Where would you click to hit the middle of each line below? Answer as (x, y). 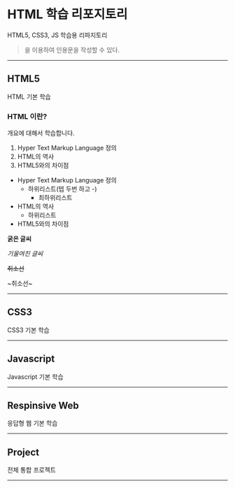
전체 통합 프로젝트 (31, 470)
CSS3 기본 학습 (29, 330)
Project (23, 452)
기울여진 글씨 (25, 254)
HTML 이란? (27, 116)
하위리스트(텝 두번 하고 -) (62, 189)
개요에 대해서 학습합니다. (41, 133)
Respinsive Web (43, 406)
